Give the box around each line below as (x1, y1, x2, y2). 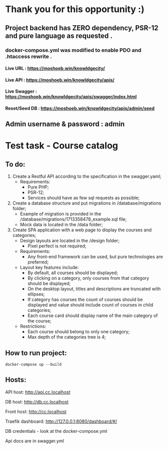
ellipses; (27, 291, 45, 297)
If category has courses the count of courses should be (27, 296, 143, 303)
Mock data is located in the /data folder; (20, 222, 103, 228)
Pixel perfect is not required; (27, 243, 87, 249)
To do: (5, 160, 26, 168)
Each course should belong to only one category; (27, 329, 130, 335)
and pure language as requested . (5, 31, 113, 40)
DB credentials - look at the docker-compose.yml (5, 428, 107, 434)
